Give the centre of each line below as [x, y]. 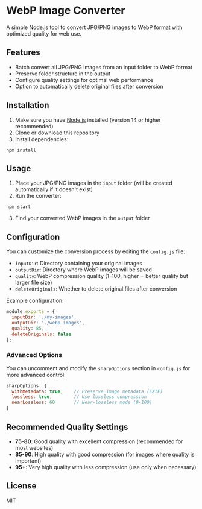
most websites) [34, 447]
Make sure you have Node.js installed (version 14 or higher [88, 120]
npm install [21, 150]
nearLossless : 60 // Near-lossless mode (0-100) [82, 403]
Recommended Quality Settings [67, 427]
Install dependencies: [42, 139]
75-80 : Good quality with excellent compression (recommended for [99, 441]
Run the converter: [38, 196]
